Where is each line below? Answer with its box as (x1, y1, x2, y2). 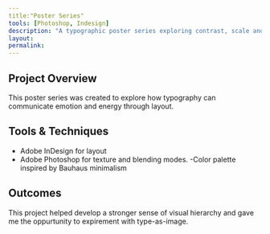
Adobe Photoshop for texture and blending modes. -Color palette (19, 154, 236, 164)
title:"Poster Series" (8, 11, 84, 20)
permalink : (8, 42, 45, 50)
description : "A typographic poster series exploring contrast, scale (8, 27, 250, 35)
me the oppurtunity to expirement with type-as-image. (8, 216, 189, 226)
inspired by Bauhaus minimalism (19, 162, 127, 173)
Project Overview (8, 72, 97, 85)
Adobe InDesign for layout (19, 146, 107, 155)
